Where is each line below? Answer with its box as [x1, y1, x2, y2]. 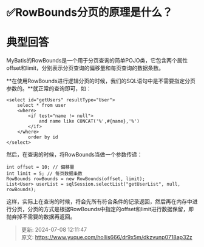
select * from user [17, 103, 67, 109]
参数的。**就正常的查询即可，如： [6, 85, 92, 92]
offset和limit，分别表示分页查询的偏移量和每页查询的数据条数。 [6, 64, 165, 72]
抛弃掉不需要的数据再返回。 [6, 213, 76, 220]
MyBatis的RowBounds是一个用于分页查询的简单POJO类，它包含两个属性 [6, 57, 188, 64]
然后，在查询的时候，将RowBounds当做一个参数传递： [6, 151, 143, 158]
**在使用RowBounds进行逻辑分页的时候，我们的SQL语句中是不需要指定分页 [6, 77, 196, 85]
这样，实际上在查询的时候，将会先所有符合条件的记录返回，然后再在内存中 [6, 198, 192, 205]
